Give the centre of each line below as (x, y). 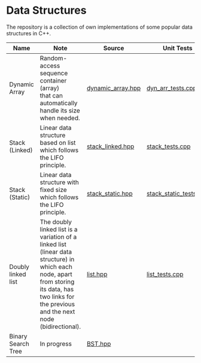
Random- (54, 58)
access (50, 65)
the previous (57, 304)
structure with (60, 182)
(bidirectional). (60, 327)
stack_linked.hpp (110, 146)
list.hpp (97, 274)
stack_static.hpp (109, 193)
